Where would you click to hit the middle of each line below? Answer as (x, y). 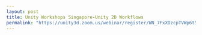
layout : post (23, 12)
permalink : (20, 23)
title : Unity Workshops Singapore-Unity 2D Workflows (75, 17)
